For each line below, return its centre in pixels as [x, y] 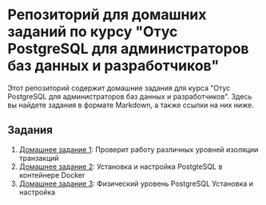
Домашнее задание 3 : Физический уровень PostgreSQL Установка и [136, 183]
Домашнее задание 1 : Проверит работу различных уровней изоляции [139, 149]
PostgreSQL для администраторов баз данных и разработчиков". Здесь [130, 96]
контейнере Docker [52, 175]
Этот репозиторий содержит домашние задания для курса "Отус [119, 88]
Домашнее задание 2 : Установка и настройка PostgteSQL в [121, 167]
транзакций [39, 158]
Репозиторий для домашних [107, 15]
